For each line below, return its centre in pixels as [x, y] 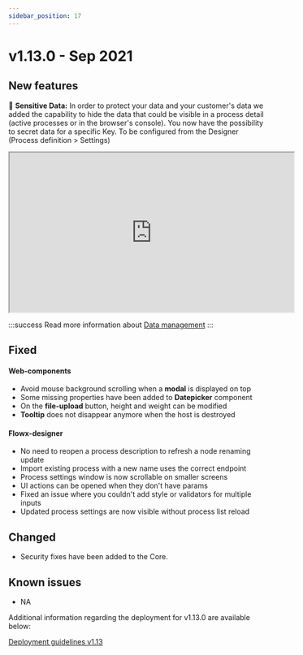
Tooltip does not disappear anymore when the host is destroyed [128, 415]
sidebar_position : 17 [45, 16]
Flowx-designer [36, 433]
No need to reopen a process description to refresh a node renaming [135, 451]
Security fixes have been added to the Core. [94, 557]
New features [43, 86]
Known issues [45, 582]
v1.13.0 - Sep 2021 [71, 56]
